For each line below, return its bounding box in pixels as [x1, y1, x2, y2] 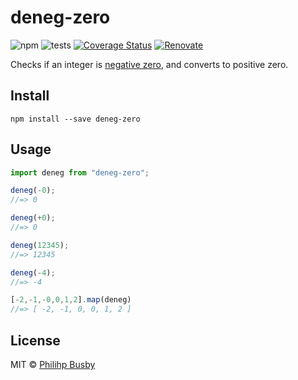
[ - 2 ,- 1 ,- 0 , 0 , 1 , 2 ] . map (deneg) [10, 295, 132, 305]
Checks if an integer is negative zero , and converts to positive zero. [10, 58, 289, 70]
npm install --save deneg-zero [10, 114, 141, 124]
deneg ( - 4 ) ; [10, 267, 56, 278]
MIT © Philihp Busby [10, 359, 96, 370]
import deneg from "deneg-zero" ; [10, 167, 150, 178]
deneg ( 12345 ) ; [10, 240, 70, 250]
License [10, 332, 61, 349]
